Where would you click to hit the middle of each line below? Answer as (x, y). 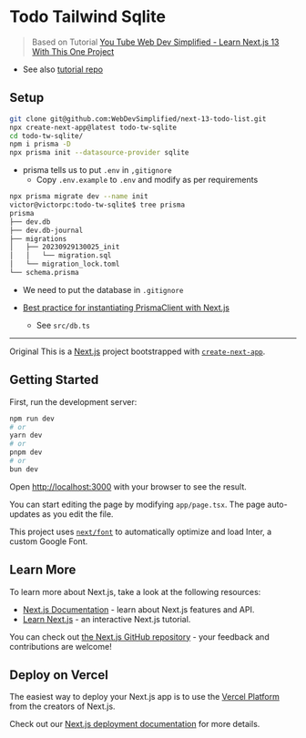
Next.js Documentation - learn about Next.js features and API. (138, 609)
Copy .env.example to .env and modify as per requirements (147, 180)
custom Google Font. (49, 541)
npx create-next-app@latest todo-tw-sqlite (93, 127)
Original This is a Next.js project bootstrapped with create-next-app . (138, 351)
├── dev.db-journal (46, 230)
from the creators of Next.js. (62, 706)
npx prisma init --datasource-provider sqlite (99, 153)
